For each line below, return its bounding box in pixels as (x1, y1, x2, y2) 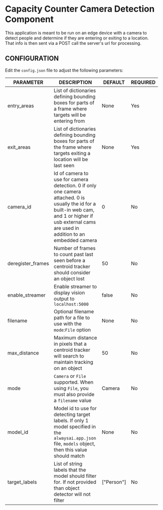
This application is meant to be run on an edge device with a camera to (5, 30, 147, 36)
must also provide (53, 391, 95, 397)
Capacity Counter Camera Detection (5, 3, 155, 15)
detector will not (53, 491, 91, 497)
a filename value (53, 397, 92, 404)
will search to (53, 352, 84, 359)
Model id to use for (53, 405, 97, 412)
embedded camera (53, 237, 97, 244)
